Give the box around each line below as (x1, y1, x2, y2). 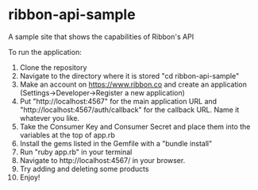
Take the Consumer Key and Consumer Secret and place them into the (19, 122, 251, 131)
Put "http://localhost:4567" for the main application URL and (19, 96, 217, 106)
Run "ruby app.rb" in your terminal (19, 147, 133, 157)
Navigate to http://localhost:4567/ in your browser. (19, 155, 186, 165)
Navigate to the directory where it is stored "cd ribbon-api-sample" (19, 71, 240, 80)
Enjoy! (19, 173, 40, 182)
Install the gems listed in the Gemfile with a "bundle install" (19, 138, 213, 148)
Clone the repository (19, 62, 87, 72)
